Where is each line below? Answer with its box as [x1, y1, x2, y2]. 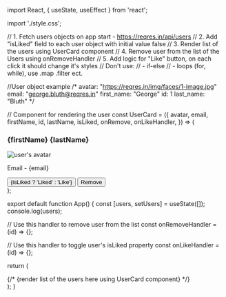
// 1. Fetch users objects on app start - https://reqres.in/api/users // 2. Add [7, 32, 218, 41]
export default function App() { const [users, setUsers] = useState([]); [7, 200, 205, 208]
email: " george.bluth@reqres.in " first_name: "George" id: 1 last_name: [7, 90, 205, 98]
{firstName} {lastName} [7, 134, 90, 144]
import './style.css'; [7, 19, 62, 27]
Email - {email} [7, 164, 50, 172]
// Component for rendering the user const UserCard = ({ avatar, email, [7, 110, 209, 119]
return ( [7, 262, 29, 270]
